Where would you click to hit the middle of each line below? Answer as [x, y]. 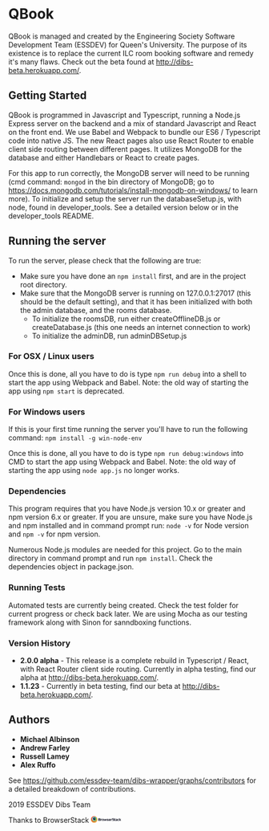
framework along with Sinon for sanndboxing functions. [100, 622]
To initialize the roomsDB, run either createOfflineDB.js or [126, 319]
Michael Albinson [50, 739]
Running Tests [37, 588]
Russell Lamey [44, 756]
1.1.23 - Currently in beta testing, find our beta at [100, 686]
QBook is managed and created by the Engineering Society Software [122, 36]
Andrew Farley [45, 747]
